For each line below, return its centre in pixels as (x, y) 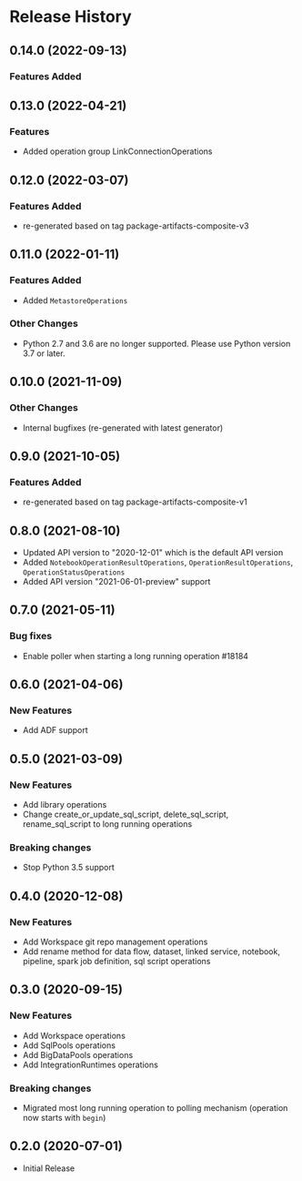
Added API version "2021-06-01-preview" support (116, 582)
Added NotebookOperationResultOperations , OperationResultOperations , (158, 563)
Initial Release (49, 1168)
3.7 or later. (44, 353)
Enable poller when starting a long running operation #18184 (135, 656)
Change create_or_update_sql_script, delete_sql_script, (126, 814)
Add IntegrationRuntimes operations (91, 1064)
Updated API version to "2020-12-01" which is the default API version (153, 553)
